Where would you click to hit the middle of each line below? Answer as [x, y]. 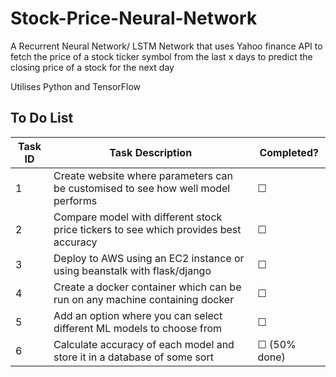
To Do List [42, 118]
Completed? [289, 152]
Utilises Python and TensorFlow [76, 86]
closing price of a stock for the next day [92, 67]
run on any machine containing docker [144, 299]
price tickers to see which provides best [147, 229]
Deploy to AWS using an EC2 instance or [149, 258]
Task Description [151, 152]
